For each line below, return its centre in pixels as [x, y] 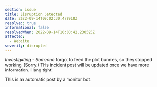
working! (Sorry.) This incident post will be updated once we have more [77, 65]
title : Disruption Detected [34, 14]
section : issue [21, 9]
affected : [15, 37]
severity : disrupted [26, 46]
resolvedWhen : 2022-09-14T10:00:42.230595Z [50, 32]
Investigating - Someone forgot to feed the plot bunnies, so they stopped [79, 59]
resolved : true [21, 23]
